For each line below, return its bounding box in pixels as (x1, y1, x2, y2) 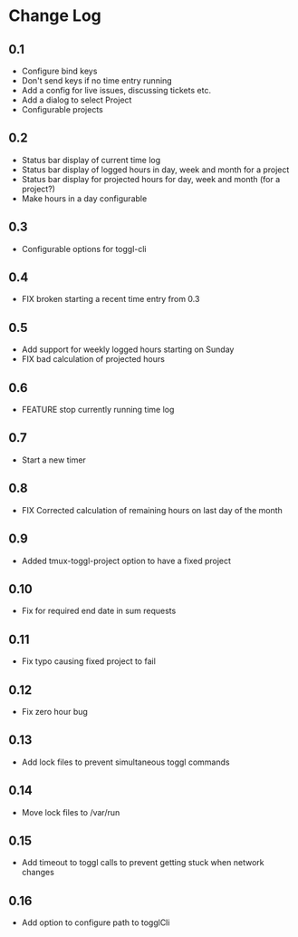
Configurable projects (21, 104, 103, 114)
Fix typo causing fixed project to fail (21, 656, 156, 667)
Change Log (8, 5, 101, 26)
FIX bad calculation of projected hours (21, 354, 165, 365)
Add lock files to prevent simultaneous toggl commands (21, 756, 230, 767)
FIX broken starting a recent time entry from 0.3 (21, 294, 200, 305)
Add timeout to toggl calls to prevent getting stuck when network (21, 857, 264, 868)
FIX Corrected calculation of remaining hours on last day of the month (21, 504, 283, 515)
